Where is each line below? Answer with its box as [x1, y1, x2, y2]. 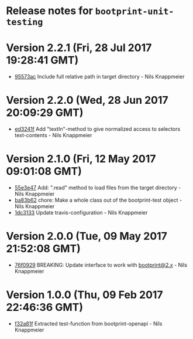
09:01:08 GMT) [6, 165, 82, 178]
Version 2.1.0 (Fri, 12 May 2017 [6, 152, 156, 165]
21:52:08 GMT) [6, 242, 81, 256]
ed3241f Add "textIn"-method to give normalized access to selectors [14, 126, 181, 133]
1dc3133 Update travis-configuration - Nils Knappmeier [14, 209, 148, 216]
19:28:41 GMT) [6, 54, 79, 67]
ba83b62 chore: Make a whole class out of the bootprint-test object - [14, 196, 182, 204]
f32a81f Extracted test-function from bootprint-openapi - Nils [14, 320, 163, 327]
